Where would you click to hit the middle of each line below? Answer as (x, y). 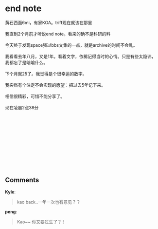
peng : (11, 211)
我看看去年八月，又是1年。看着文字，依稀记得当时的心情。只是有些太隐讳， (80, 56)
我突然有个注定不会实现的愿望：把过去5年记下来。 (55, 85)
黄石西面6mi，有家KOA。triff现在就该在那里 (49, 22)
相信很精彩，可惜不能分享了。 (35, 96)
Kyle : (10, 192)
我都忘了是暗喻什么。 (26, 62)
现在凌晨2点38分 (22, 107)
